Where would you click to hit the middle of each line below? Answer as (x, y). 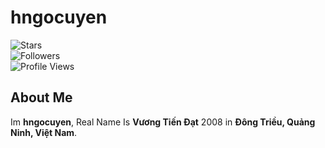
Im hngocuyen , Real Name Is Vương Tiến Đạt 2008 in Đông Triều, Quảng (163, 122)
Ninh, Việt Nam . (44, 132)
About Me (41, 97)
